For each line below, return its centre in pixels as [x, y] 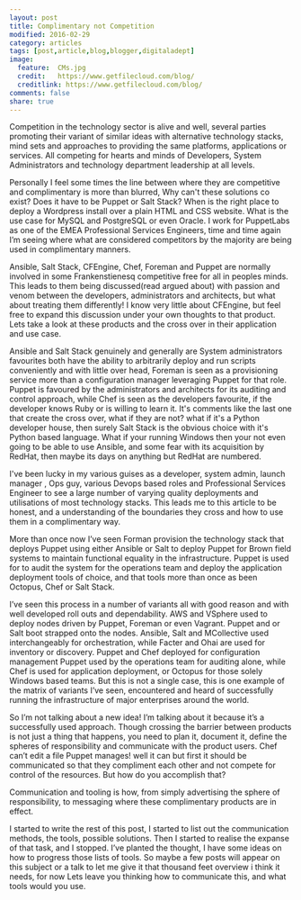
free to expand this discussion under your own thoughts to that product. [142, 315]
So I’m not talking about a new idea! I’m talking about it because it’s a [137, 717]
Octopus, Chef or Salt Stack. [62, 587]
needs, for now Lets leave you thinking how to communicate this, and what [148, 877]
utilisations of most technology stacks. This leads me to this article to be [143, 503]
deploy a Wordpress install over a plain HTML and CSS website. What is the [149, 211]
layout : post [34, 18]
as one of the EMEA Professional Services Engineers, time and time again [145, 230]
